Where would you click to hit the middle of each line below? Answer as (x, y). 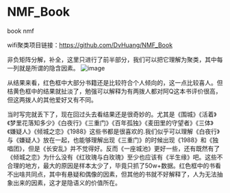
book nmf (21, 31)
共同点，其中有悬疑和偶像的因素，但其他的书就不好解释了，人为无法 (121, 174)
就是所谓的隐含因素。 (49, 68)
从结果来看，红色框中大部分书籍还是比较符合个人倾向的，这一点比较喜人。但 (115, 82)
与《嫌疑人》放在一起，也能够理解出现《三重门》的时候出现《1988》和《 (110, 140)
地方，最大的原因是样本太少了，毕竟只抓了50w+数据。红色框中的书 (120, 166)
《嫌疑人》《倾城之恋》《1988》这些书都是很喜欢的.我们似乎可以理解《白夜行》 (114, 131)
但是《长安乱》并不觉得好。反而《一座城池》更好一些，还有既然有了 (124, 149)
